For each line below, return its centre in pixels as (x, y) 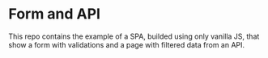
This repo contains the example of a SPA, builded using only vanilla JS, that (134, 36)
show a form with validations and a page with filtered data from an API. (127, 44)
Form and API (55, 14)
